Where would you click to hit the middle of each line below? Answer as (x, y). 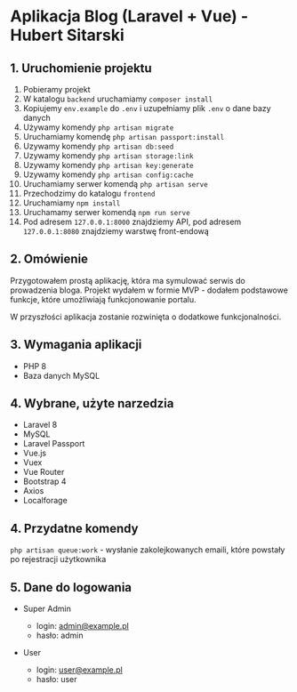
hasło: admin (60, 636)
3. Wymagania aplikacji (76, 345)
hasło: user (56, 680)
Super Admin (47, 609)
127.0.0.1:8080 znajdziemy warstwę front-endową (116, 231)
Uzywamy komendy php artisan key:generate (108, 165)
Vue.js (35, 453)
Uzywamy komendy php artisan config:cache (108, 174)
